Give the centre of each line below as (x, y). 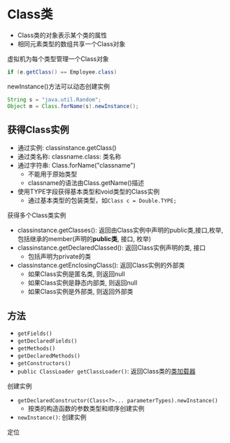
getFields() (35, 334)
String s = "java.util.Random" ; (54, 100)
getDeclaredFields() (47, 341)
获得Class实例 (38, 129)
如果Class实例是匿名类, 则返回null (77, 274)
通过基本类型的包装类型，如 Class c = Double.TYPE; (102, 200)
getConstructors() (44, 364)
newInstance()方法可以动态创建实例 (59, 86)
